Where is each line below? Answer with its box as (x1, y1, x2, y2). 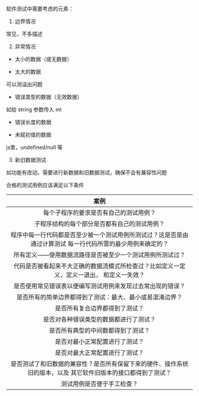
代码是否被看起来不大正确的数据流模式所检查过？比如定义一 (13, 262, 179, 270)
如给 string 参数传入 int (6, 106, 62, 113)
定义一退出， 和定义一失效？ (66, 271, 145, 279)
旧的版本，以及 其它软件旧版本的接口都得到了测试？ (27, 369, 172, 376)
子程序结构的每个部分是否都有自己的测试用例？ (34, 220, 165, 228)
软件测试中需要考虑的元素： (6, 5, 74, 12)
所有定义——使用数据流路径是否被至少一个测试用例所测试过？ (13, 251, 185, 259)
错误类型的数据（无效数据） (14, 94, 83, 100)
